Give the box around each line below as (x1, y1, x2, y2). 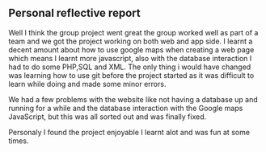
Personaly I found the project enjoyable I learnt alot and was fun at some (8, 127, 251, 137)
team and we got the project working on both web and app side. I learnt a (8, 36, 253, 46)
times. (8, 136, 29, 146)
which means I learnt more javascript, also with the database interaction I (8, 53, 252, 63)
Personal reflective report (8, 6, 141, 20)
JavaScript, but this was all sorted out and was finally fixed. (8, 112, 207, 121)
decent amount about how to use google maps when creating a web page (8, 44, 255, 55)
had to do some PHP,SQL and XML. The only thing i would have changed (8, 62, 251, 72)
